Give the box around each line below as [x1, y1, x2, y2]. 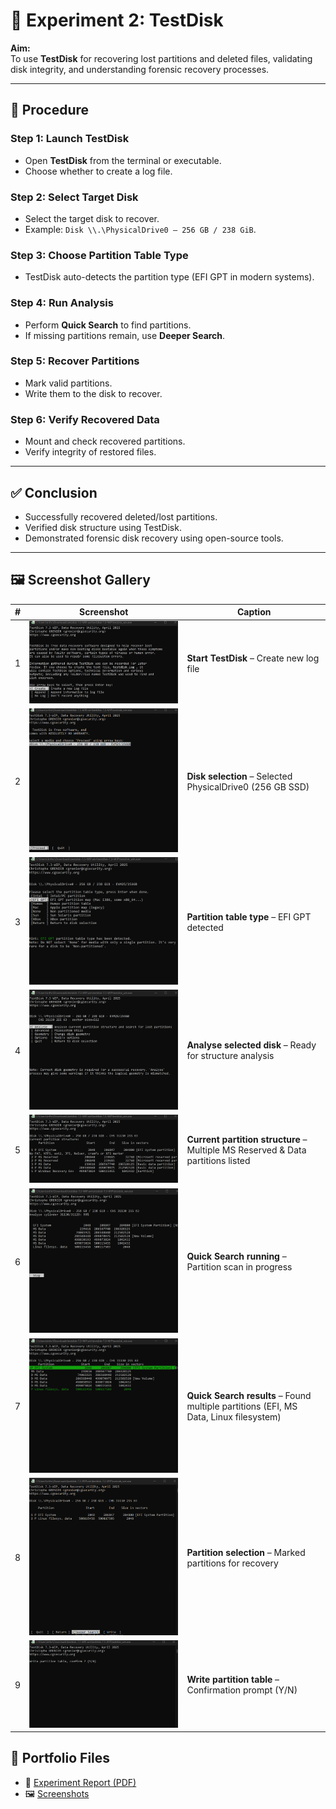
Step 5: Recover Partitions [10, 354, 140, 368]
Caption [236, 606, 272, 618]
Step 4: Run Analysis [10, 296, 114, 310]
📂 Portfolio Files [10, 1750, 111, 1767]
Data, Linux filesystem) [186, 1411, 282, 1423]
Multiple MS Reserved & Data [186, 1144, 307, 1156]
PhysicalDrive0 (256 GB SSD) [186, 780, 310, 793]
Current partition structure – [186, 1133, 308, 1145]
